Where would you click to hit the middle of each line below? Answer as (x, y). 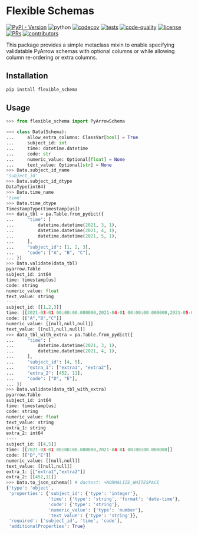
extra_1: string (26, 428)
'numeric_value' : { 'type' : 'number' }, (96, 510)
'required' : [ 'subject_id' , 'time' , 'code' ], (65, 521)
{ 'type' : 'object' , (30, 488)
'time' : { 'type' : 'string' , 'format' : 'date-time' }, (114, 499)
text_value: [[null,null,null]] (46, 329)
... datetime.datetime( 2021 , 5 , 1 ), (62, 236)
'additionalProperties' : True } (47, 526)
